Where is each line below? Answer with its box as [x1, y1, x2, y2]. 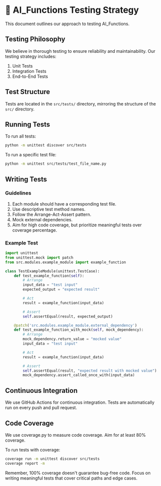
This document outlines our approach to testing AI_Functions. [5, 21, 130, 27]
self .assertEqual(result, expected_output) [23, 314, 113, 319]
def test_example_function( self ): [14, 273, 84, 278]
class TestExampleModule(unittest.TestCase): [5, 269, 100, 274]
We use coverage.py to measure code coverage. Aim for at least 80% [5, 432, 146, 438]
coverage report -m [5, 461, 45, 466]
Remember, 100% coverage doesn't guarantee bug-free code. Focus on [5, 470, 151, 476]
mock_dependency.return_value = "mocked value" [23, 337, 122, 342]
